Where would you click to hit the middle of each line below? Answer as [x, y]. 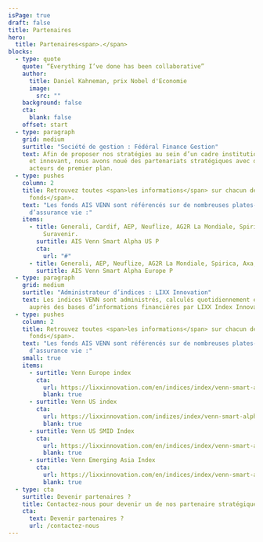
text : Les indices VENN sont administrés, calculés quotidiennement [136, 300]
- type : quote [38, 60]
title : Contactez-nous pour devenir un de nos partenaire [119, 504]
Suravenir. [61, 235]
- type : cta [35, 489]
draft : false [29, 23]
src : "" [49, 96]
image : [40, 88]
